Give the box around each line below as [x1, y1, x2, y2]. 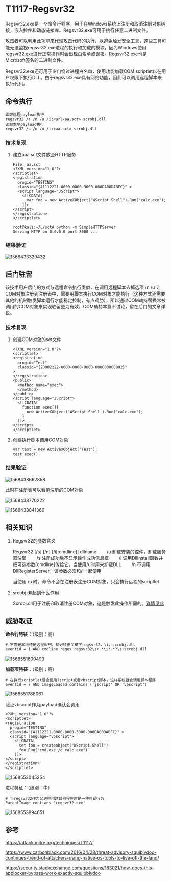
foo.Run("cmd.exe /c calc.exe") [18, 748, 88, 753]
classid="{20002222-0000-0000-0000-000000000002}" [17, 365, 128, 370]
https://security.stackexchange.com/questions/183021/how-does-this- [5, 865, 154, 871]
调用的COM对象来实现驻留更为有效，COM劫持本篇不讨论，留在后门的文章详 [5, 304, 166, 310]
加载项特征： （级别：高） [5, 666, 57, 672]
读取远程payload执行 [5, 112, 44, 117]
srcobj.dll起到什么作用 [12, 589, 59, 596]
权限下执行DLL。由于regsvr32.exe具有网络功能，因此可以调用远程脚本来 [9, 74, 162, 80]
